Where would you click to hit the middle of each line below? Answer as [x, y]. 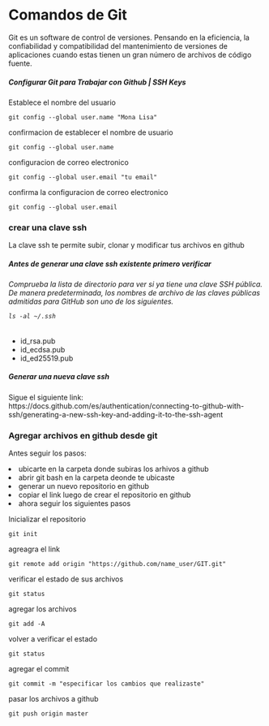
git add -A [27, 624]
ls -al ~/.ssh [32, 317]
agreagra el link [34, 549]
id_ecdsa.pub [43, 349]
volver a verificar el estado [53, 639]
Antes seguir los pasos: [47, 453]
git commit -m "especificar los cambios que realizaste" [107, 684]
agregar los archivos [43, 609]
